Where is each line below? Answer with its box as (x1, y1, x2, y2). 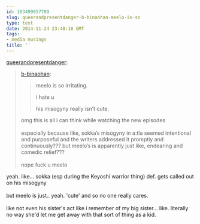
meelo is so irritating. (35, 81, 88, 89)
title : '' (6, 43, 31, 49)
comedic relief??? (20, 148, 65, 156)
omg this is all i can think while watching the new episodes (20, 116, 166, 123)
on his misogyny (6, 179, 47, 186)
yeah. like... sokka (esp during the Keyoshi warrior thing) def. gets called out (6, 172, 195, 180)
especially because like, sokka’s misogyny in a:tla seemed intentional (20, 129, 192, 137)
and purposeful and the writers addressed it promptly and (20, 135, 164, 143)
